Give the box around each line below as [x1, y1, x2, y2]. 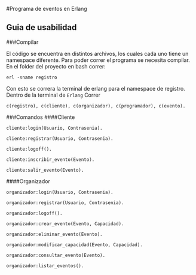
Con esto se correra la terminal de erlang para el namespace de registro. [6, 85, 185, 92]
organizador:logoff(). [6, 210, 63, 216]
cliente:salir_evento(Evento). [6, 167, 84, 173]
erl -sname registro [6, 74, 58, 80]
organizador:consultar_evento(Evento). [6, 252, 106, 258]
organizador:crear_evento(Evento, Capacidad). [6, 220, 124, 227]
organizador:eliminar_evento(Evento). [6, 231, 103, 237]
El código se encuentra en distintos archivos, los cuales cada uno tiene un [6, 50, 189, 57]
